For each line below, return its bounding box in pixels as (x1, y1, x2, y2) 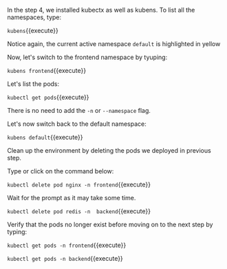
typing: (7, 228, 28, 236)
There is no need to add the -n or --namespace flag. (7, 107, 151, 114)
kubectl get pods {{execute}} (7, 93, 89, 101)
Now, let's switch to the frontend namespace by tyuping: (7, 53, 168, 61)
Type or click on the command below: (7, 167, 114, 175)
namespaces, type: (7, 13, 62, 21)
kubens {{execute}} (7, 27, 58, 34)
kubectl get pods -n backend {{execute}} (7, 255, 124, 262)
